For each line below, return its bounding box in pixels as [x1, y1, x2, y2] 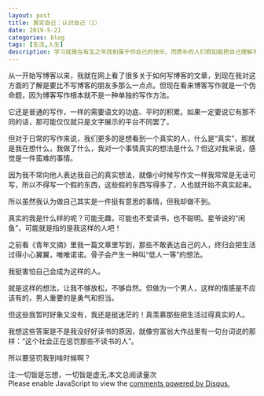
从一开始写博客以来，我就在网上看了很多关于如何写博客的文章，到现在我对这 [8, 71, 256, 80]
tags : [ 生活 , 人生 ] [8, 41, 64, 49]
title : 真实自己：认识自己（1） [8, 19, 101, 27]
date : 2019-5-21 [8, 26, 61, 34]
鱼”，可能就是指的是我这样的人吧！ [8, 224, 122, 232]
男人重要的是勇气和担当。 [35, 293, 119, 302]
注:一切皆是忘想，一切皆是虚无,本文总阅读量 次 [8, 370, 157, 379]
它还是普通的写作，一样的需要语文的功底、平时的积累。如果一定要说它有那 [8, 107, 249, 117]
